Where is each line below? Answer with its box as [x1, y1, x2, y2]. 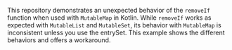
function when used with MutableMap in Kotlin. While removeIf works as [7, 13, 212, 22]
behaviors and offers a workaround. [7, 36, 111, 44]
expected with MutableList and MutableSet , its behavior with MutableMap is [7, 21, 221, 29]
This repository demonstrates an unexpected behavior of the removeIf [7, 6, 211, 14]
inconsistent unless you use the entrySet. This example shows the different [7, 28, 225, 37]
